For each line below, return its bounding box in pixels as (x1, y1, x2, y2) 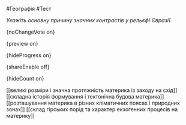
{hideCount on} (6, 75, 44, 82)
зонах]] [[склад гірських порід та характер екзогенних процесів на (6, 106, 178, 113)
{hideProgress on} (6, 52, 52, 59)
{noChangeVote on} (6, 28, 55, 35)
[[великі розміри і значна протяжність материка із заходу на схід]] (6, 87, 178, 94)
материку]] (6, 112, 35, 119)
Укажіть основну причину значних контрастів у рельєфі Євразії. (6, 17, 172, 23)
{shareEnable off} (6, 63, 50, 70)
